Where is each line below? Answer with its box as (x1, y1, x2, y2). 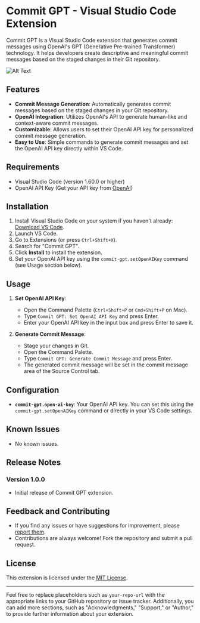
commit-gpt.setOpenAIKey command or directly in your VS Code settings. (14, 407, 192, 414)
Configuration (6, 385, 60, 395)
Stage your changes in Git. (23, 342, 89, 350)
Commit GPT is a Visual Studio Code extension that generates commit (6, 36, 177, 44)
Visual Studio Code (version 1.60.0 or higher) (14, 178, 125, 185)
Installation (6, 201, 49, 211)
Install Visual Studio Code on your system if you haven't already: (14, 217, 173, 224)
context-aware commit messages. (14, 119, 99, 127)
